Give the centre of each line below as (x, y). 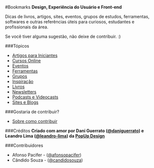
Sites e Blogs (25, 102)
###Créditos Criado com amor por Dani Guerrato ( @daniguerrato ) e (75, 131)
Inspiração (23, 81)
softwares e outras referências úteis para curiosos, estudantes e (70, 22)
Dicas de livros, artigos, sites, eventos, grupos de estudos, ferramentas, (77, 16)
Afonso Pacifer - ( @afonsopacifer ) (47, 155)
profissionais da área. (27, 27)
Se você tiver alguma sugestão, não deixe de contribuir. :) (63, 36)
